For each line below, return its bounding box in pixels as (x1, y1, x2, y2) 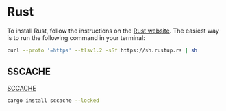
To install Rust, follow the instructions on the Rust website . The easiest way (7, 27, 219, 35)
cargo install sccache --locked (7, 97, 99, 104)
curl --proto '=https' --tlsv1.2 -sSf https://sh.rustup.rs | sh (7, 47, 197, 54)
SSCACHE (7, 66, 51, 78)
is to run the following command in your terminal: (7, 33, 145, 42)
